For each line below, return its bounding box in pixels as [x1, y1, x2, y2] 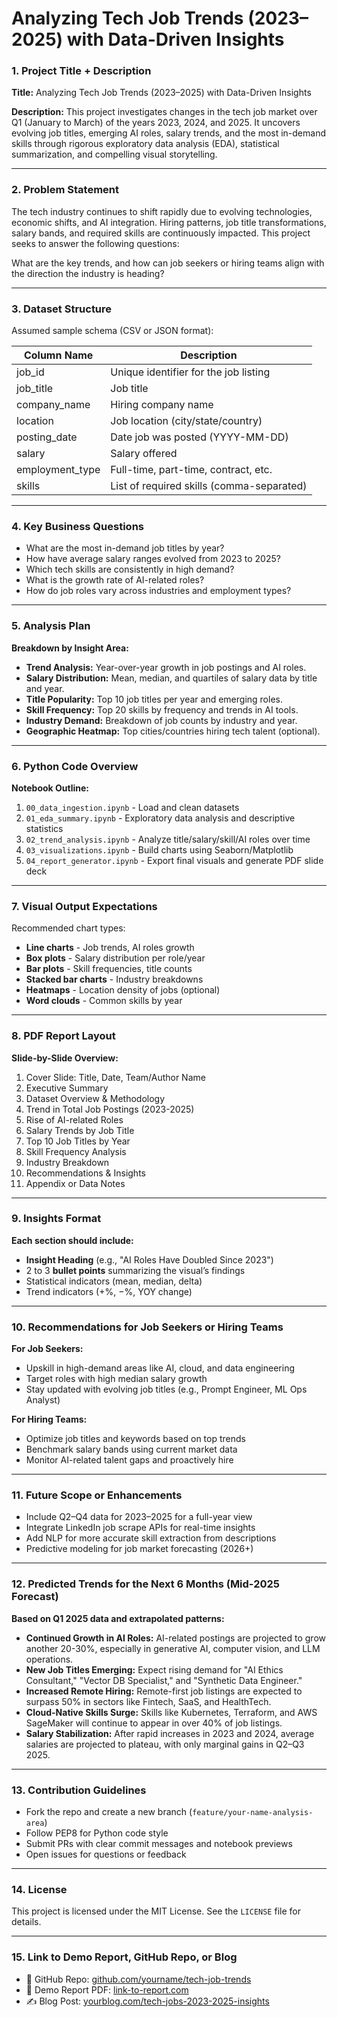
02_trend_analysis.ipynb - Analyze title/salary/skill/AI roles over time [25, 833, 311, 845]
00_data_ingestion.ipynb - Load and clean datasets [25, 801, 240, 813]
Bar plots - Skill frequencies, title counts [25, 963, 193, 975]
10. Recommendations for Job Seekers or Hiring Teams [11, 1320, 284, 1334]
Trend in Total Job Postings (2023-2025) [25, 1103, 195, 1115]
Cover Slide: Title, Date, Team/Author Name [25, 1071, 206, 1083]
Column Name [23, 348, 94, 362]
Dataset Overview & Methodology [25, 1092, 166, 1104]
